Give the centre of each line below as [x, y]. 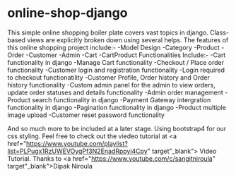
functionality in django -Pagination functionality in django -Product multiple [117, 107]
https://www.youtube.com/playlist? [77, 143]
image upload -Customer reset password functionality [86, 115]
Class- [219, 32]
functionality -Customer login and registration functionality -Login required [116, 70]
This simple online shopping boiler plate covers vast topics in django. [108, 32]
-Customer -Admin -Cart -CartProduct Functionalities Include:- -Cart [126, 55]
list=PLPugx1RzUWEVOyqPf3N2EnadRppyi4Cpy [77, 151]
